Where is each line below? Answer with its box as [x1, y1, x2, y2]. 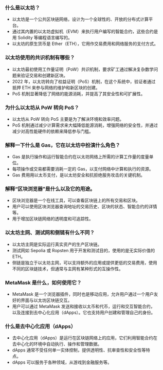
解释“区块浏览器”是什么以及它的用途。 [5, 186, 95, 193]
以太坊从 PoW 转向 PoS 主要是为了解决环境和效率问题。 [12, 116, 124, 122]
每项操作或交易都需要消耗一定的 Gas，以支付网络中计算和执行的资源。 [12, 166, 154, 172]
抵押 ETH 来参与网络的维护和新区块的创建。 [12, 85, 100, 90]
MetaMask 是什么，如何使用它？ [5, 279, 82, 286]
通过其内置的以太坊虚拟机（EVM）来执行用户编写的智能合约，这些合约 [12, 28, 154, 35]
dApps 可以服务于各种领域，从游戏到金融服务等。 [12, 359, 112, 365]
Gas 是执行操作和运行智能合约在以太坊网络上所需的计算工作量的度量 [12, 154, 149, 160]
